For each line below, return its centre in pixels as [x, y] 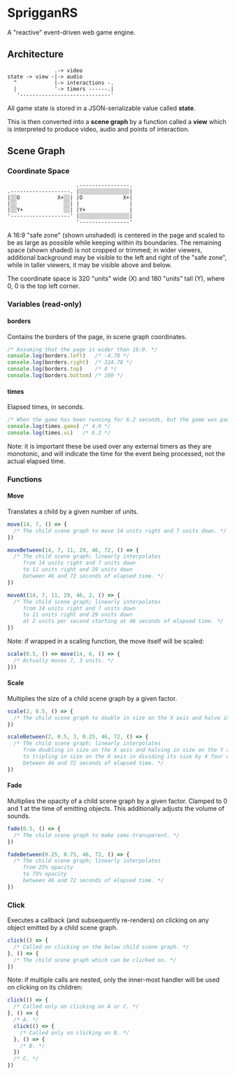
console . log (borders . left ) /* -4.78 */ [69, 356]
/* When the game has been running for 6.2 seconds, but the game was [112, 420]
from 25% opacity [48, 868]
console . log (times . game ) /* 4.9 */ [59, 426]
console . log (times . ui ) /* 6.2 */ [59, 432]
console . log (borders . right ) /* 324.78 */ [70, 362]
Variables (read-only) [44, 304]
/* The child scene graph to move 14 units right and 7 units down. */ [120, 530]
